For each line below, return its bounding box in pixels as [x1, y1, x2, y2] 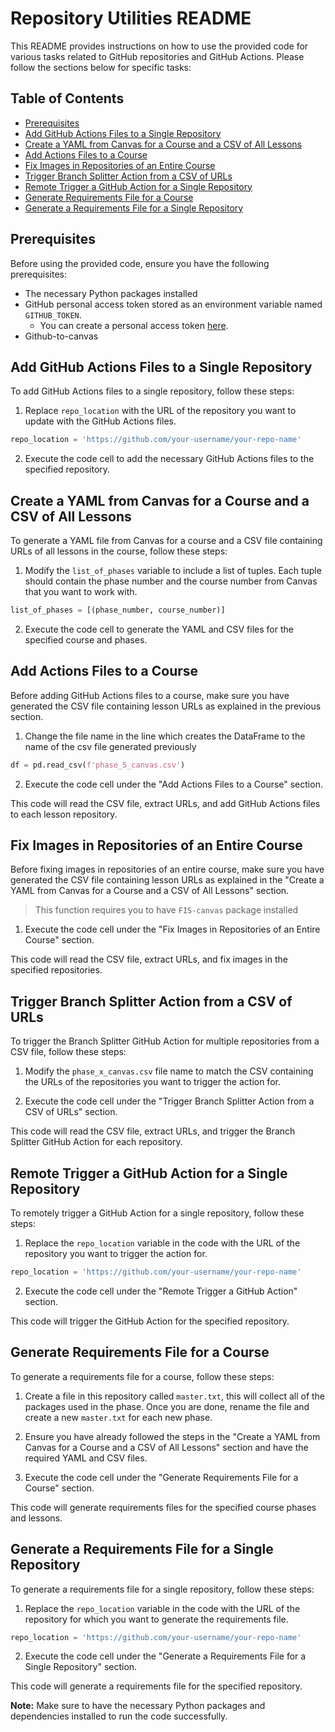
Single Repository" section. [24, 1661, 138, 1673]
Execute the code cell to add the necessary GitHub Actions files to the [24, 453, 315, 465]
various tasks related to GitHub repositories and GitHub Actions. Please [10, 50, 305, 62]
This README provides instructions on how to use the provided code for [10, 40, 309, 52]
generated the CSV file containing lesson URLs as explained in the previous [10, 700, 322, 712]
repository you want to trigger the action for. [24, 1248, 208, 1260]
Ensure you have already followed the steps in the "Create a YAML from [24, 1430, 321, 1442]
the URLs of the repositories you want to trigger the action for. [24, 1076, 281, 1088]
